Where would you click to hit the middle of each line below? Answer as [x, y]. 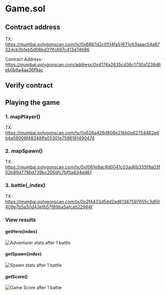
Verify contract [29, 85]
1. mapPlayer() [23, 117]
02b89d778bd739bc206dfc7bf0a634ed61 [48, 172]
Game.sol [25, 9]
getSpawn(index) [24, 254]
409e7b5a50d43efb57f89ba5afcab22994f [49, 207]
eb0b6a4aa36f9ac [24, 70]
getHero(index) [21, 232]
